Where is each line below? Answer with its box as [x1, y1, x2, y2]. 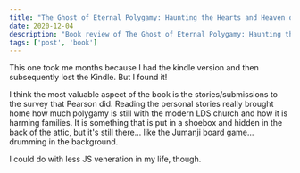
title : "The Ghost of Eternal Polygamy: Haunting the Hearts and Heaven [9, 12, 286, 22]
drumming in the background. [9, 136, 119, 147]
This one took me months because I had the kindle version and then [9, 62, 259, 73]
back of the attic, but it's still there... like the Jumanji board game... [9, 127, 254, 138]
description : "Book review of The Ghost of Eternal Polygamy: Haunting [9, 29, 281, 38]
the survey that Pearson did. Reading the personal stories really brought [9, 99, 274, 110]
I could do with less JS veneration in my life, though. [9, 153, 202, 165]
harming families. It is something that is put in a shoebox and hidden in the [9, 118, 283, 128]
